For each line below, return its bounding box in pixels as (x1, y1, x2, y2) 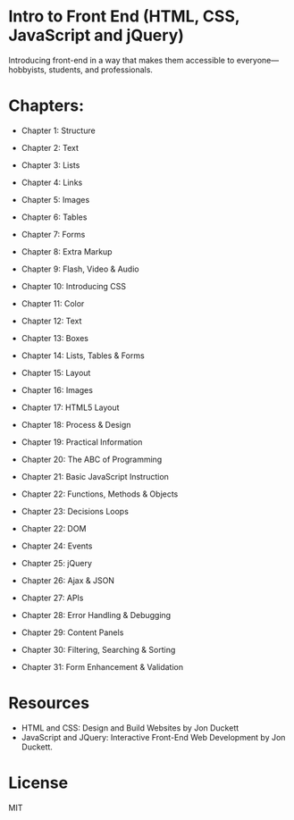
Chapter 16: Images (21, 384, 93, 395)
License (8, 773, 69, 792)
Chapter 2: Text (21, 142, 80, 153)
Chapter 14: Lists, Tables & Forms (21, 350, 145, 361)
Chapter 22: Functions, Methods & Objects (21, 489, 179, 499)
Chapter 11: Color (21, 297, 85, 309)
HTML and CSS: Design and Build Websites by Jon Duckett (21, 722, 239, 733)
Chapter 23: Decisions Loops (21, 506, 129, 516)
